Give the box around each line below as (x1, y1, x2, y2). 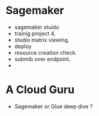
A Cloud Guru (5, 83, 75, 97)
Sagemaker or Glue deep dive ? (14, 103, 93, 110)
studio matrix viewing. (14, 36, 70, 43)
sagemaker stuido (14, 23, 60, 31)
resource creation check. (14, 49, 77, 56)
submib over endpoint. (14, 55, 71, 63)
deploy (14, 43, 32, 50)
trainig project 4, (14, 29, 56, 37)
